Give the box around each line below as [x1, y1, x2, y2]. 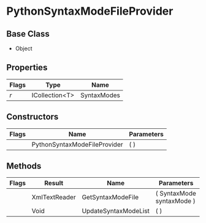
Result [44, 179, 64, 188]
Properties [6, 62, 48, 73]
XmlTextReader [31, 193, 76, 202]
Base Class [6, 29, 50, 39]
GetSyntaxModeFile [82, 193, 139, 202]
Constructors [6, 112, 59, 122]
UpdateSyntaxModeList [82, 207, 150, 215]
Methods [6, 161, 42, 172]
